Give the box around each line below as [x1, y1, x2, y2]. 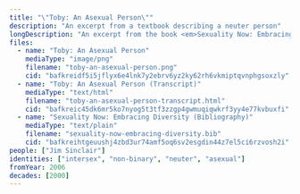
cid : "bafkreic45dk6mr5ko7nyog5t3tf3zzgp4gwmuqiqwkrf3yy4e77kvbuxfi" [25, 105, 290, 114]
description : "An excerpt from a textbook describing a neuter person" [9, 21, 281, 30]
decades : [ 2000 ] [9, 171, 70, 180]
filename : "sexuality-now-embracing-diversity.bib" [25, 130, 221, 139]
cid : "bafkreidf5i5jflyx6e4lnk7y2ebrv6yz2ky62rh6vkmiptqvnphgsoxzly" [25, 72, 290, 80]
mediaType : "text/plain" [25, 122, 118, 131]
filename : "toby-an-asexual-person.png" [25, 63, 178, 72]
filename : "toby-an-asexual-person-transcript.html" [25, 96, 226, 105]
